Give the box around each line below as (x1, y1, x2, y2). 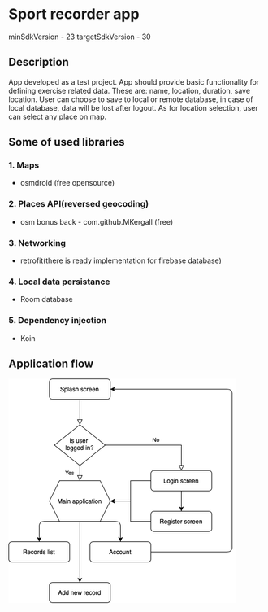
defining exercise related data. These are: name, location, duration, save (8, 85, 250, 95)
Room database (19, 295, 73, 304)
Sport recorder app (8, 5, 140, 24)
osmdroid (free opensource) (19, 178, 115, 188)
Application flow (8, 357, 94, 371)
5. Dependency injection (8, 315, 107, 326)
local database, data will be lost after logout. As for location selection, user (8, 103, 258, 112)
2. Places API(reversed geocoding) (8, 199, 149, 210)
